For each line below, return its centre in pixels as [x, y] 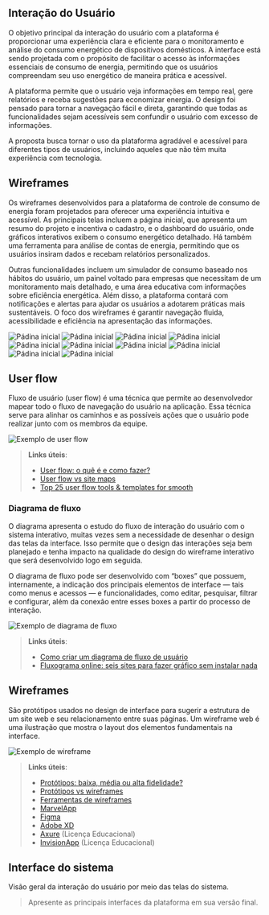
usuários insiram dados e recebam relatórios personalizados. [109, 253]
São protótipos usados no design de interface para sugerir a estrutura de [129, 710]
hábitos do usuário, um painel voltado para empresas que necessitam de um [135, 278]
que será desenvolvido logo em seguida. [75, 560]
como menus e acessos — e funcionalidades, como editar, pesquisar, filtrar [133, 593]
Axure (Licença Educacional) [88, 834]
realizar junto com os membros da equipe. [78, 424]
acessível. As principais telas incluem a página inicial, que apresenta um [128, 220]
